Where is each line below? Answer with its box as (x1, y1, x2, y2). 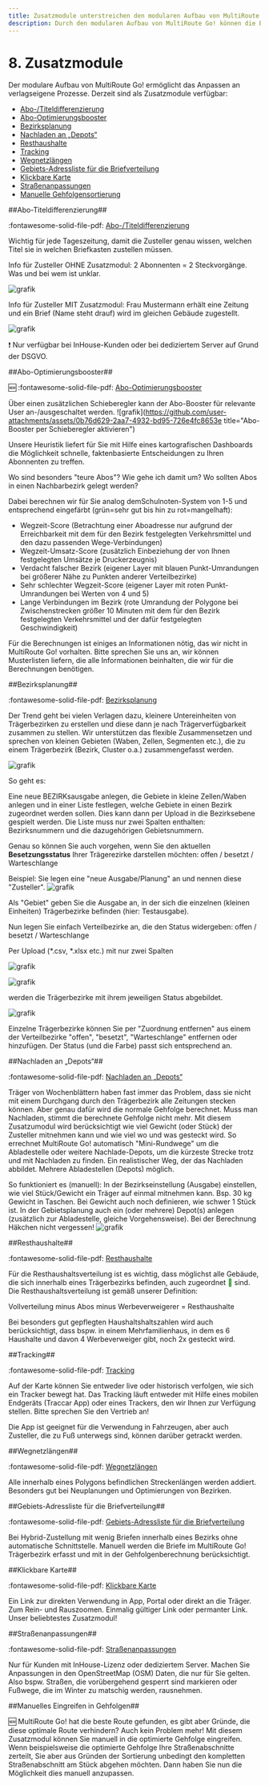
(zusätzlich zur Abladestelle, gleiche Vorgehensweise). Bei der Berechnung (8, 1214, 257, 1224)
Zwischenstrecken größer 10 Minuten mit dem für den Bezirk (19, 606, 220, 616)
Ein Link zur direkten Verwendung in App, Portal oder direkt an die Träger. (8, 1597, 252, 1606)
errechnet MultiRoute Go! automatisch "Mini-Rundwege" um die (8, 1139, 219, 1149)
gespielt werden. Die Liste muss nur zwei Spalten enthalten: (8, 817, 206, 827)
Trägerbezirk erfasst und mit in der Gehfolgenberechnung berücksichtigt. (8, 1550, 251, 1560)
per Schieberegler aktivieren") (35, 425, 136, 434)
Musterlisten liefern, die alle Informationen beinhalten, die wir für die (8, 656, 234, 665)
